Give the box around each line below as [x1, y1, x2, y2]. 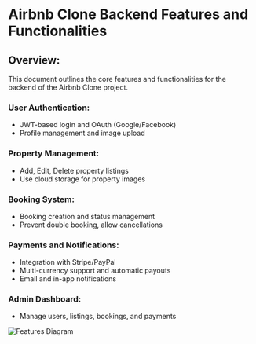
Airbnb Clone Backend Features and [8, 5, 249, 24]
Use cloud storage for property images [19, 174, 146, 184]
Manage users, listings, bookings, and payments [19, 312, 177, 321]
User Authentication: [8, 102, 90, 113]
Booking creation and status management [19, 211, 155, 221]
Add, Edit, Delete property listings [19, 166, 130, 175]
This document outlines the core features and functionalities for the [8, 75, 226, 83]
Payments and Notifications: [8, 240, 119, 251]
